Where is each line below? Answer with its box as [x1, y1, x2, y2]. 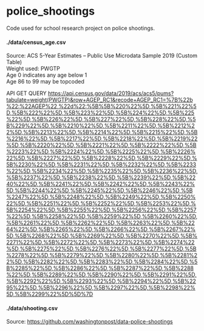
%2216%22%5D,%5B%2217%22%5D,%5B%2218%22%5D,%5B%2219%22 [6, 135, 198, 143]
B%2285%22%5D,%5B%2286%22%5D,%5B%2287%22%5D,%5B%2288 [6, 265, 194, 272]
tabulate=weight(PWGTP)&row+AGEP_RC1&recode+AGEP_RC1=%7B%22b [6, 96, 193, 104]
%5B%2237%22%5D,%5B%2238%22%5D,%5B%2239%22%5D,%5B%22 [6, 174, 196, 181]
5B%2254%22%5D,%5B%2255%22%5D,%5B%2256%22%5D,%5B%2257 [6, 206, 197, 214]
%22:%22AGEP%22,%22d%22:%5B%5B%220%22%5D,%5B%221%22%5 [6, 102, 197, 110]
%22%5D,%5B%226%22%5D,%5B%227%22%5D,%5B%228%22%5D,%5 [6, 116, 196, 123]
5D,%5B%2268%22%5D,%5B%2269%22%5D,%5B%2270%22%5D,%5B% [6, 232, 198, 240]
